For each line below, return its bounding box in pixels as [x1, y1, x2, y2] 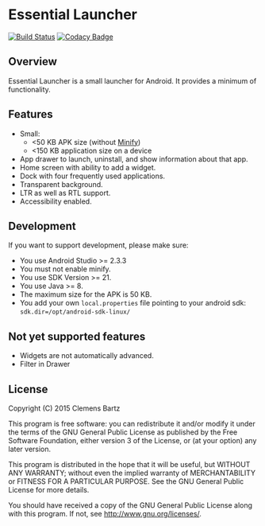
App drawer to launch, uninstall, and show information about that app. [19, 154, 248, 164]
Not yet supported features [8, 329, 146, 343]
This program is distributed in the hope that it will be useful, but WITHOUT [8, 460, 251, 469]
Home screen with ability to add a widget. [19, 162, 156, 172]
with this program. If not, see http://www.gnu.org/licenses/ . [8, 509, 202, 518]
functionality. [8, 84, 52, 94]
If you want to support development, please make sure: [8, 240, 189, 250]
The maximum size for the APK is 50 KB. [19, 290, 152, 299]
